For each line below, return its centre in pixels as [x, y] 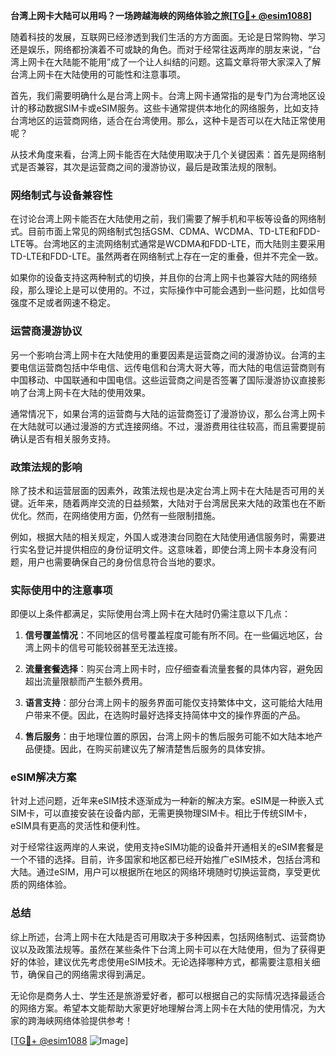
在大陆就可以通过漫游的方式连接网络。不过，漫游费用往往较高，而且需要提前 [168, 426]
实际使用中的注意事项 [61, 590]
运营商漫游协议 [46, 331]
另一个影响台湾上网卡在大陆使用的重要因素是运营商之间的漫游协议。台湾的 [163, 355]
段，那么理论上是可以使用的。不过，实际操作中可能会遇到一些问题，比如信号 [168, 290]
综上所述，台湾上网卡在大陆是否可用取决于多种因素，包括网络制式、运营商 [163, 936]
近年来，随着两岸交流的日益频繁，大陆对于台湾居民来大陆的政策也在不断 [176, 503]
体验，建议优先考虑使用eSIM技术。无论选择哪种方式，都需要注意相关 [169, 961]
